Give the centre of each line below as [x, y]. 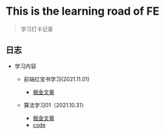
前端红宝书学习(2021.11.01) [56, 79]
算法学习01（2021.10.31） [55, 105]
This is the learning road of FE [82, 11]
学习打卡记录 [37, 29]
